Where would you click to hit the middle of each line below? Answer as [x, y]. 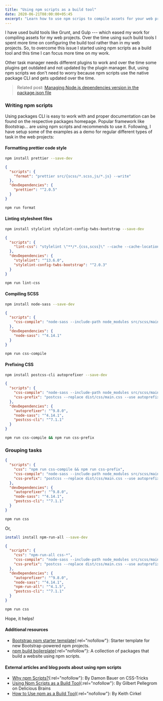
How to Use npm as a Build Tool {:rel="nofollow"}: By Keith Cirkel [77, 694]
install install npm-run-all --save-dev [47, 537]
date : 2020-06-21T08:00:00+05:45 [39, 14]
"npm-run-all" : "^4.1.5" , [40, 587]
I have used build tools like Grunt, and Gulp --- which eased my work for [77, 33]
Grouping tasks [24, 450]
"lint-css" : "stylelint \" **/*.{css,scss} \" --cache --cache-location [87, 247]
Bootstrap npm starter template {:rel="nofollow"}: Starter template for [81, 640]
